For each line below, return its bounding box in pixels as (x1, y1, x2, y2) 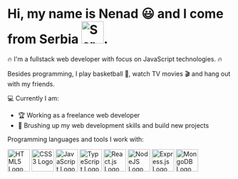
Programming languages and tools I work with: (7, 135, 144, 143)
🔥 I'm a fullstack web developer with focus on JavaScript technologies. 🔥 (7, 54, 223, 63)
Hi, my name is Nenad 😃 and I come (7, 6, 224, 22)
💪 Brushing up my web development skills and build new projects (17, 121, 209, 130)
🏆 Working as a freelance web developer (17, 111, 140, 119)
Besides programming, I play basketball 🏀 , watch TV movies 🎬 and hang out (7, 69, 231, 78)
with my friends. (7, 79, 55, 88)
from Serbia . (7, 31, 108, 48)
